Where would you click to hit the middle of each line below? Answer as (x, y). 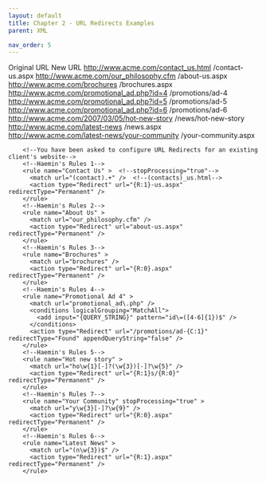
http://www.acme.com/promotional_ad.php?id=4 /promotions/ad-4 (118, 93)
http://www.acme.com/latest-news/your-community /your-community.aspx (132, 136)
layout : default (35, 16)
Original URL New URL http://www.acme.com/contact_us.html (110, 68)
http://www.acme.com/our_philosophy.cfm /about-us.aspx (131, 76)
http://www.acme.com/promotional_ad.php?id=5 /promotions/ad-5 (117, 101)
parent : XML (28, 30)
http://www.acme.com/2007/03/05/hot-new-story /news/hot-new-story (127, 119)
